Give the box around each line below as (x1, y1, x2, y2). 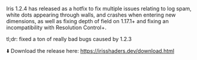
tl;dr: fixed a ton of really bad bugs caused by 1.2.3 (6, 36, 132, 42)
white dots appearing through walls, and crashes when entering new (6, 11, 176, 18)
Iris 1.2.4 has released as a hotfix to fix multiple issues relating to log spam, (6, 5, 192, 12)
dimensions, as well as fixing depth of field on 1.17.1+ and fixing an (6, 18, 169, 24)
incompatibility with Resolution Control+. (6, 24, 107, 31)
